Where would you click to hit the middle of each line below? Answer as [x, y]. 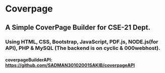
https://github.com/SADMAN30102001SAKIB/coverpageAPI [70, 65]
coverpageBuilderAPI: [29, 60]
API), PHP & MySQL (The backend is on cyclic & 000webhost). [83, 48]
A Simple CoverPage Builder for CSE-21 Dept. [78, 27]
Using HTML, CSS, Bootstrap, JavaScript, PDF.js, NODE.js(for [82, 42]
